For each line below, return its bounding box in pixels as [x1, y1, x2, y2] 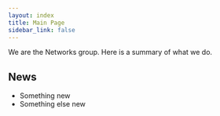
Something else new [19, 100, 86, 109]
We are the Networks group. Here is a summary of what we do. [8, 48, 213, 57]
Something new [19, 91, 71, 100]
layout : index [8, 11, 55, 20]
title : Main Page [8, 19, 65, 27]
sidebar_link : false [8, 26, 76, 34]
